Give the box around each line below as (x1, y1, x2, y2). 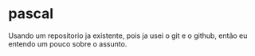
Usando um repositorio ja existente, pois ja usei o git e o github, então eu (8, 31, 248, 40)
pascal (8, 5, 54, 23)
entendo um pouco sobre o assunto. (8, 39, 127, 48)
